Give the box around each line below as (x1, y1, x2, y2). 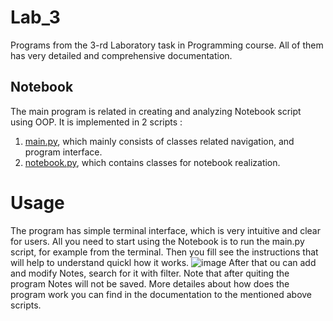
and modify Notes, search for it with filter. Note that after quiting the (10, 267, 290, 279)
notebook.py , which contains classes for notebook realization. (24, 156, 281, 168)
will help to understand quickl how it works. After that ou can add (10, 256, 317, 268)
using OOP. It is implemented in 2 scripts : (10, 116, 183, 128)
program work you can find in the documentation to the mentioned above (10, 288, 313, 300)
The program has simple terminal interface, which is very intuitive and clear (10, 224, 321, 236)
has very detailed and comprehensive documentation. (10, 49, 233, 61)
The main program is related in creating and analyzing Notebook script (10, 105, 302, 117)
